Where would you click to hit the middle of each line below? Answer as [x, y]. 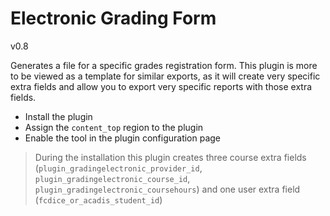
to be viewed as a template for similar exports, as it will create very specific [165, 76]
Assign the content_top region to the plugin [114, 127]
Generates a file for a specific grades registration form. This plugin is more [164, 65]
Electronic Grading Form [113, 18]
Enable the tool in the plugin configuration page [123, 138]
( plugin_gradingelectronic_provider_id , [118, 168]
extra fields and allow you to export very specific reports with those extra [161, 86]
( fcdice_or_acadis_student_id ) [98, 199]
